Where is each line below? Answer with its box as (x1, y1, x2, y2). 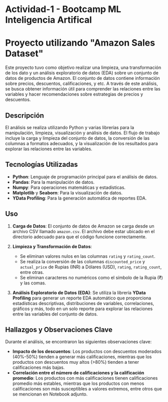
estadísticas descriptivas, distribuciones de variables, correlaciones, (12, 300, 154, 306)
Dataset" (5, 48, 44, 59)
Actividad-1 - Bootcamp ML (5, 4, 121, 15)
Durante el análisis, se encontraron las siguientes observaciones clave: (5, 339, 152, 345)
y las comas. (20, 280, 46, 286)
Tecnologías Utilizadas (5, 160, 78, 169)
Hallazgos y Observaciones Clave (5, 325, 113, 334)
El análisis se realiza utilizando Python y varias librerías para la (5, 124, 134, 130)
